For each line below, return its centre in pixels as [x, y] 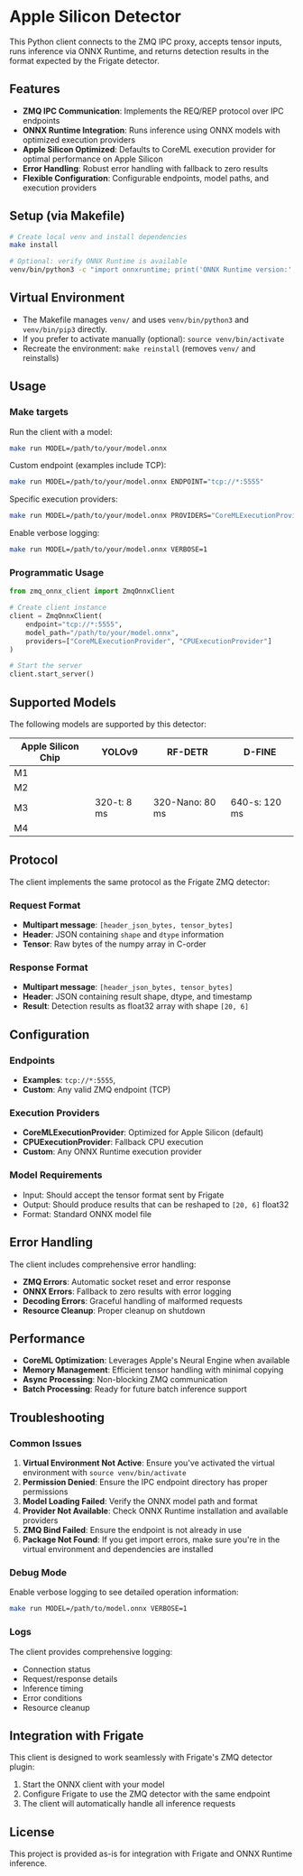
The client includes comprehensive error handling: [103, 1264]
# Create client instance [58, 608]
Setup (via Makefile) [67, 216]
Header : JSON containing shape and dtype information [123, 935]
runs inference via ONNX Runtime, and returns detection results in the [139, 51]
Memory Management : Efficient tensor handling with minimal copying [153, 1370]
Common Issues [46, 1443]
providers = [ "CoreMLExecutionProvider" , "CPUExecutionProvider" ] [149, 641]
